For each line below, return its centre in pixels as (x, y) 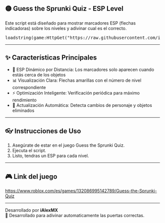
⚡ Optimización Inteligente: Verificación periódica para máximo (76, 93)
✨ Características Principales (51, 58)
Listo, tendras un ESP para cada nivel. (51, 156)
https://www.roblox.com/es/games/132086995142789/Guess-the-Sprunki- (81, 191)
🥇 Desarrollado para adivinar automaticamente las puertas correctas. (75, 216)
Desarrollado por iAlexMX (31, 210)
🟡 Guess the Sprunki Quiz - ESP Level (64, 9)
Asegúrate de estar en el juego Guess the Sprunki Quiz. (69, 145)
